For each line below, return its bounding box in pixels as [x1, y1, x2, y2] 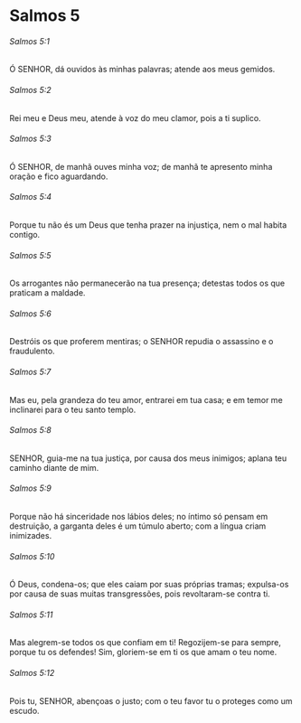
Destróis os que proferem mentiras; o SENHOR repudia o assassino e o [9, 336, 274, 347]
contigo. [9, 230, 41, 239]
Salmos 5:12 [9, 668, 55, 679]
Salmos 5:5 [9, 249, 52, 260]
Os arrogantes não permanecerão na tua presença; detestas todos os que [9, 277, 286, 289]
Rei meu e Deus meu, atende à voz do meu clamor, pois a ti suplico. [9, 112, 261, 123]
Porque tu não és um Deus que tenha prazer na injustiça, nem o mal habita [9, 220, 287, 230]
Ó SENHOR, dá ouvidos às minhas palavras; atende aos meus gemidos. [9, 64, 276, 75]
